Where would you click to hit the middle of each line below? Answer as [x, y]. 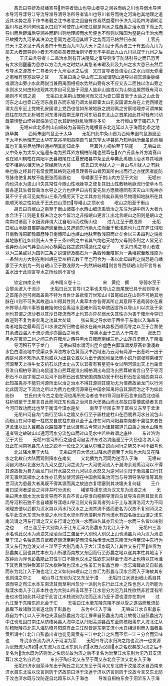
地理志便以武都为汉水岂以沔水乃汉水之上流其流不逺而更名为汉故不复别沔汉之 [84, 509]
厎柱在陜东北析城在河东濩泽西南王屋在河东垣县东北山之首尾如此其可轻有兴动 [84, 115]
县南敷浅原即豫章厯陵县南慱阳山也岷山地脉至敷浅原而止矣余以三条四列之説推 [84, 234]
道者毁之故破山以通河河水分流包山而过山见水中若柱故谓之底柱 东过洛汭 [82, 433]
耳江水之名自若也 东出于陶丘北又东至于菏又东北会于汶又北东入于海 [78, 659]
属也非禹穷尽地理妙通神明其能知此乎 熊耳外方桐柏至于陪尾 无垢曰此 [83, 146]
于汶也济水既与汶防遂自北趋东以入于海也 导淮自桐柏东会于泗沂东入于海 [82, 678]
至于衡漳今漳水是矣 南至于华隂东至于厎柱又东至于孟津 [100, 408]
